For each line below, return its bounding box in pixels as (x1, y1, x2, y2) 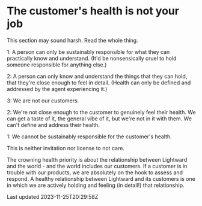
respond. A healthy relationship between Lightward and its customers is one (7, 175, 196, 182)
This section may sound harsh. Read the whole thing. (7, 37, 138, 44)
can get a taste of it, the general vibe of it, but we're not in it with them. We (7, 115, 192, 122)
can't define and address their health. (7, 121, 100, 128)
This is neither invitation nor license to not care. (7, 144, 125, 152)
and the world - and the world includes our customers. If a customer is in (7, 162, 188, 169)
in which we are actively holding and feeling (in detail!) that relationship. (7, 181, 185, 189)
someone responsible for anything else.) (7, 61, 107, 68)
